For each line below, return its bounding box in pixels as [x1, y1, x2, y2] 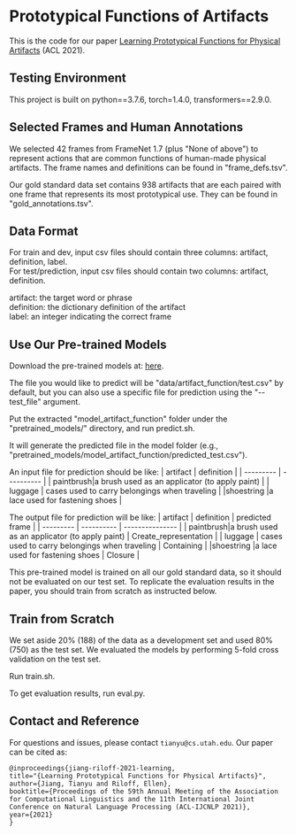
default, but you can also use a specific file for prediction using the [9, 387, 253, 398]
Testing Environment [9, 71, 126, 86]
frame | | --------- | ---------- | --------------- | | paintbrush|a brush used [9, 522, 278, 532]
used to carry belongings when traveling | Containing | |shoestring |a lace [9, 540, 277, 551]
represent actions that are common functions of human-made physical [9, 152, 267, 163]
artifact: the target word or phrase [9, 292, 133, 303]
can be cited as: [9, 746, 68, 757]
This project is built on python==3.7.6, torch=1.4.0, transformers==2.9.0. [9, 94, 272, 104]
